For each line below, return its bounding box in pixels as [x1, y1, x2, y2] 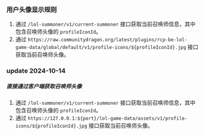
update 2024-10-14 [6, 67, 66, 75]
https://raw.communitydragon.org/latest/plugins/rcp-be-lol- [27, 37, 187, 43]
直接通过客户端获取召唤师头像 [6, 82, 82, 90]
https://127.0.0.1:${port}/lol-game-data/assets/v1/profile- [27, 115, 187, 122]
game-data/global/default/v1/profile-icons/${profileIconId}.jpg [15, 45, 186, 51]
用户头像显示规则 [6, 5, 57, 13]
